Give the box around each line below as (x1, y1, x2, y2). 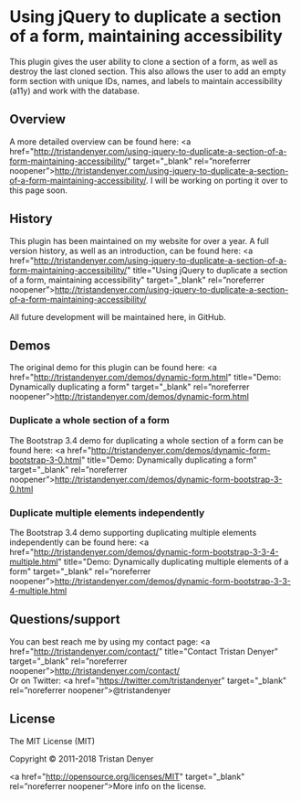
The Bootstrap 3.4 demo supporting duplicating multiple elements (9, 527, 257, 538)
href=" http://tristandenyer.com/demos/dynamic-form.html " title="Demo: (9, 372, 282, 383)
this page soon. (9, 185, 68, 196)
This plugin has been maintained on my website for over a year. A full (9, 235, 269, 246)
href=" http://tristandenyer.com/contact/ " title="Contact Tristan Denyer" (9, 646, 278, 657)
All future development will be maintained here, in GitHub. (9, 311, 226, 322)
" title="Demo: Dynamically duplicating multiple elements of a (57, 556, 289, 567)
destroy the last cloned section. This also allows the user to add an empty (9, 66, 286, 77)
